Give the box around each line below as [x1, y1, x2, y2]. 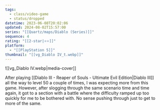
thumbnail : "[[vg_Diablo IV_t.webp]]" [5, 52, 83, 57]
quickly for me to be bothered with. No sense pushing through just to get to [5, 95, 156, 101]
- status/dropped [9, 16, 45, 21]
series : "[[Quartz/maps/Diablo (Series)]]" [5, 30, 95, 34]
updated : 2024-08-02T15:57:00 [5, 25, 66, 30]
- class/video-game [9, 12, 49, 16]
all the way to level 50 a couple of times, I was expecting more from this [5, 80, 149, 86]
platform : [5, 43, 25, 48]
